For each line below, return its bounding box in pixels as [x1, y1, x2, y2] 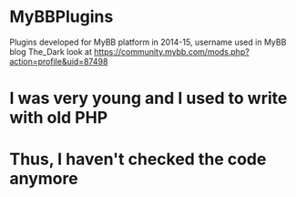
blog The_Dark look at [9, 46, 93, 57]
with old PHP [9, 108, 108, 129]
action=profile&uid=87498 [9, 56, 108, 67]
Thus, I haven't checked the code [9, 149, 267, 170]
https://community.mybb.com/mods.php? [94, 46, 250, 57]
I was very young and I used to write [9, 88, 288, 109]
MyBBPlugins [9, 6, 114, 27]
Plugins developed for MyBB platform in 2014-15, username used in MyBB [9, 36, 287, 47]
